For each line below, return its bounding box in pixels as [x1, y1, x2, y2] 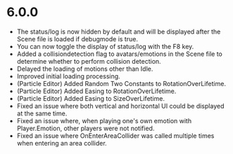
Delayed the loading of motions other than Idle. [16, 64, 153, 73]
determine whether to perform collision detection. [16, 57, 161, 65]
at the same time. [16, 109, 68, 118]
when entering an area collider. [16, 139, 107, 147]
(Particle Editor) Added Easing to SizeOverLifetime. [16, 94, 165, 102]
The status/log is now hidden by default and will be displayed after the [16, 27, 221, 36]
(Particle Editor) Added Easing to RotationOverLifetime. [16, 87, 177, 95]
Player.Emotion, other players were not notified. [16, 124, 155, 132]
